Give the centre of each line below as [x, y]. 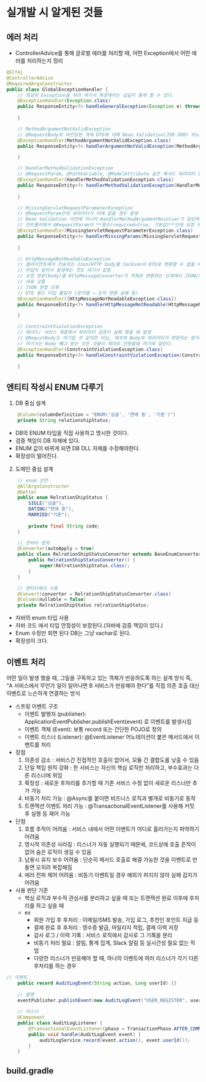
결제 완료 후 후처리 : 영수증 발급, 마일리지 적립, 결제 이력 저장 [106, 927]
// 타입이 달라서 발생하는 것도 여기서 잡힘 [64, 270]
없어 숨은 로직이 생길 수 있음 [58, 852]
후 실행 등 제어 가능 [47, 814]
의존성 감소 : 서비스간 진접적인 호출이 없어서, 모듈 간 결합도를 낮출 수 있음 [112, 760]
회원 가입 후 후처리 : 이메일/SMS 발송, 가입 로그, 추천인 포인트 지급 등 [116, 920]
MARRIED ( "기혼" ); [49, 515]
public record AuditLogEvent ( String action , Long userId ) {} [97, 983]
